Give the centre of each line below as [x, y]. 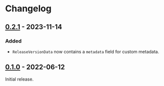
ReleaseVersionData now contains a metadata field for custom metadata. [86, 51]
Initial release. [19, 79]
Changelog [28, 9]
